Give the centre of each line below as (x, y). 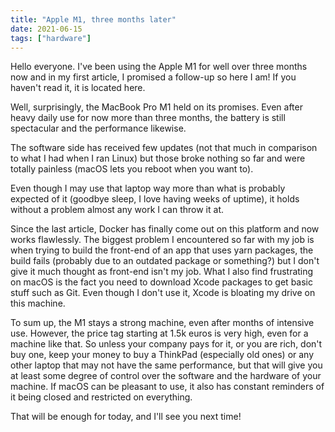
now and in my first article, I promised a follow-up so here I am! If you (153, 77)
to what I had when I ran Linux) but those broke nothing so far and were (158, 158)
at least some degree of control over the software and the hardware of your (166, 376)
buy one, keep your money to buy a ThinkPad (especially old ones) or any (162, 355)
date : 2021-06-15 (46, 29)
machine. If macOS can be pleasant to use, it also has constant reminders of (167, 387)
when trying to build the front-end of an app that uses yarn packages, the (162, 250)
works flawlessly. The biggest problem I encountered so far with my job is (162, 240)
